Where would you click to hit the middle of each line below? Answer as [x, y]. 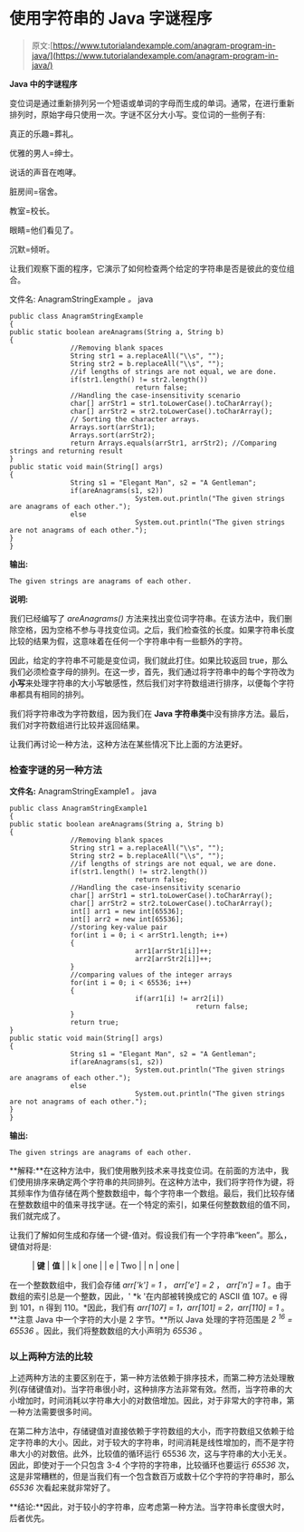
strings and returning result [66, 451]
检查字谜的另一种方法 [56, 769]
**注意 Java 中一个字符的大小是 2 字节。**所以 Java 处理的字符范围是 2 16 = [151, 1319]
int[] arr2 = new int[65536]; [127, 920]
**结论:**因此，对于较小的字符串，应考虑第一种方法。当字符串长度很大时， [149, 1507]
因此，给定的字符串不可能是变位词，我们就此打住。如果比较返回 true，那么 [149, 660]
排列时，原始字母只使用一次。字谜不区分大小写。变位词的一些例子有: [138, 114]
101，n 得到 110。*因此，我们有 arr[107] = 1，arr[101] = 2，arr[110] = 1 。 [154, 1308]
